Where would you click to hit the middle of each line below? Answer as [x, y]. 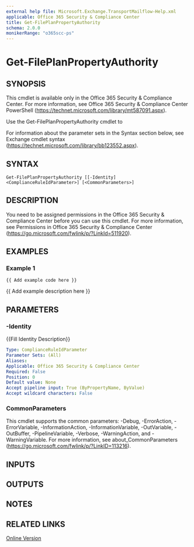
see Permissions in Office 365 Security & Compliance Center [79, 227]
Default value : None [31, 382]
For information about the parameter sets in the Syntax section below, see [95, 133]
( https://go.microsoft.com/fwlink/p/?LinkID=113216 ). [69, 446]
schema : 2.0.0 [23, 28]
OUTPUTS [25, 485]
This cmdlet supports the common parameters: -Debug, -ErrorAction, [90, 421]
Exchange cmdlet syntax [36, 139]
